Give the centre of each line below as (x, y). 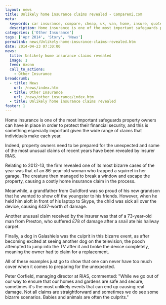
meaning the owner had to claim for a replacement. (57, 252)
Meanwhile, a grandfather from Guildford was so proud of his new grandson (83, 191)
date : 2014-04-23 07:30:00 (33, 46)
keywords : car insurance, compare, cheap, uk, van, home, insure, (79, 23)
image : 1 (19, 60)
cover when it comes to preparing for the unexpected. (60, 267)
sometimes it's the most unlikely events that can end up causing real (75, 286)
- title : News (24, 83)
